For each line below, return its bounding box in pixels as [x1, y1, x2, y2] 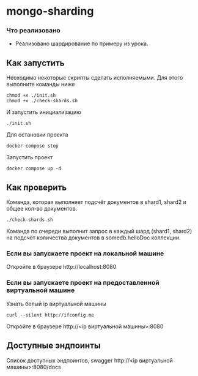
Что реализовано [6, 26, 61, 35]
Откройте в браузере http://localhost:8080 [6, 263, 117, 271]
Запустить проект [6, 154, 53, 161]
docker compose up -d [6, 165, 62, 172]
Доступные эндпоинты [6, 340, 101, 351]
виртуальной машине [6, 286, 75, 295]
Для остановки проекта [6, 131, 68, 138]
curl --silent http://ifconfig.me [6, 312, 95, 318]
